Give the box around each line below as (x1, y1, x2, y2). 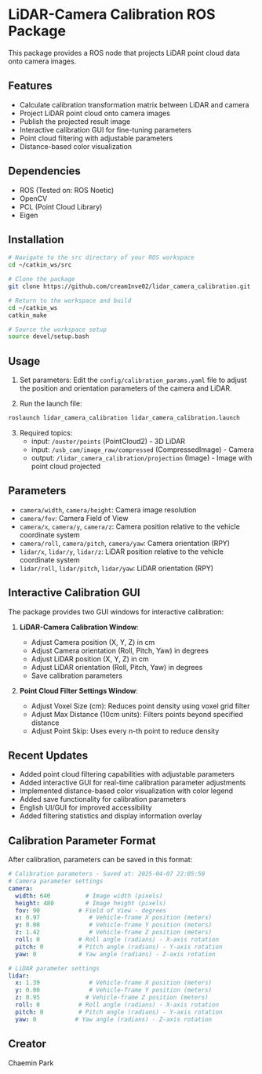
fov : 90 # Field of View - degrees (15, 906, 167, 915)
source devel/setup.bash (8, 333, 89, 340)
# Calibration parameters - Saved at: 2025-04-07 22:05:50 (8, 870, 206, 878)
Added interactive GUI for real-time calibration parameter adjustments (19, 778, 246, 788)
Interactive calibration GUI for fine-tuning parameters (19, 125, 192, 134)
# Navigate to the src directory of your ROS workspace (8, 253, 195, 262)
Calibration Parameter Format (8, 834, 156, 847)
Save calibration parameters (31, 671, 123, 680)
